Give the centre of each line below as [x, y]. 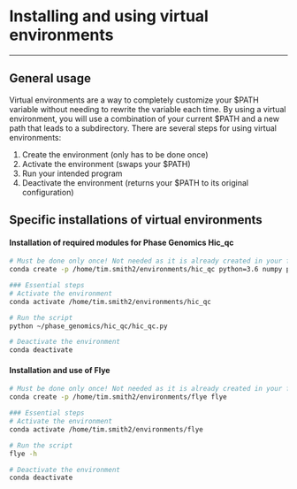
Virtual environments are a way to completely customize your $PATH [134, 100]
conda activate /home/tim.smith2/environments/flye [106, 429]
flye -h [23, 454]
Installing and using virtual [109, 16]
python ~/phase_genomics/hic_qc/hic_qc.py [88, 326]
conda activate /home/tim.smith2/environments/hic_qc [110, 302]
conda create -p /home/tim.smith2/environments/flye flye [118, 397]
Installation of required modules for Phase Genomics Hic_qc [122, 242]
